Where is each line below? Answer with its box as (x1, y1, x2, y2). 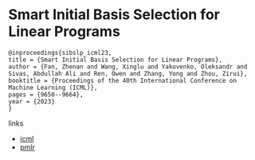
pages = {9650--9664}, (8, 90, 84, 99)
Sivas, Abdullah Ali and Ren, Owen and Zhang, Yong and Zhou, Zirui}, (8, 69, 248, 77)
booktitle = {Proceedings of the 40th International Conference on (8, 76, 237, 84)
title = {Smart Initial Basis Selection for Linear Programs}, (8, 56, 223, 64)
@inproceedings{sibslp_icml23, (8, 49, 112, 57)
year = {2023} (8, 97, 56, 105)
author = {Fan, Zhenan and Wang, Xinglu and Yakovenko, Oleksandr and (8, 62, 248, 71)
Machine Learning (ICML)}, (8, 84, 98, 92)
